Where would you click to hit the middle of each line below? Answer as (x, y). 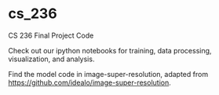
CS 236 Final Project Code (51, 35)
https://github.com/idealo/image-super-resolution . (89, 82)
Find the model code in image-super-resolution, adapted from (108, 74)
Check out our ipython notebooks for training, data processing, (110, 50)
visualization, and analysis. (51, 59)
